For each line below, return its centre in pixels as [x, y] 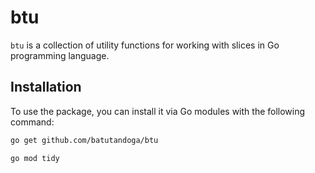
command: [32, 122]
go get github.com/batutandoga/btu [84, 140]
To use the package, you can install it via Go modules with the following [158, 111]
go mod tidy [35, 158]
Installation [46, 87]
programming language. [60, 55]
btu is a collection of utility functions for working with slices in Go [145, 45]
